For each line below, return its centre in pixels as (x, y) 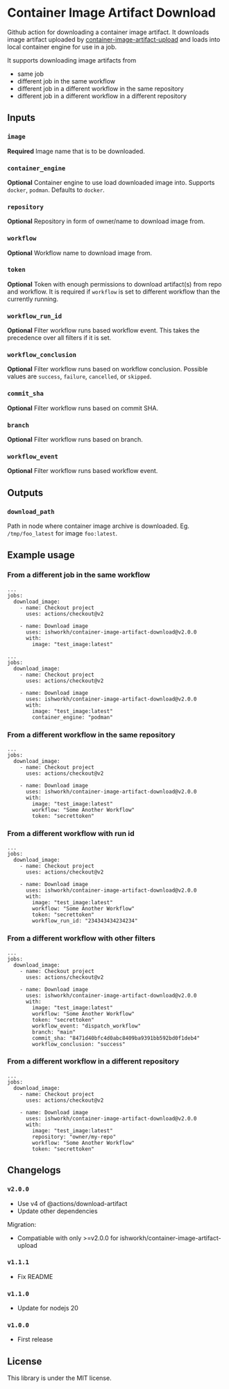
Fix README (35, 1276)
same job (30, 74)
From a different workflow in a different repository (93, 1061)
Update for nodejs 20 (48, 1308)
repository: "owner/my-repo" (74, 1137)
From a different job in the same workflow (79, 575)
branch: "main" (54, 1032)
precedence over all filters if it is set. (59, 338)
